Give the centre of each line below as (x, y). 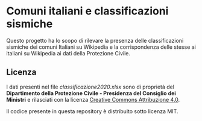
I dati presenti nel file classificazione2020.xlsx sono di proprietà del (90, 87)
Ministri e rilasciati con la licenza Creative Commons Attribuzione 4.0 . (93, 99)
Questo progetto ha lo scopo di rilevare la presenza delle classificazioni (95, 40)
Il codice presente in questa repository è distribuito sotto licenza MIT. (92, 111)
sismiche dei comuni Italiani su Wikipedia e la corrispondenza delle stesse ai (101, 47)
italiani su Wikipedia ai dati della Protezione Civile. (68, 53)
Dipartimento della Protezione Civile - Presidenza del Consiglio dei (91, 93)
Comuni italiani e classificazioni (87, 11)
